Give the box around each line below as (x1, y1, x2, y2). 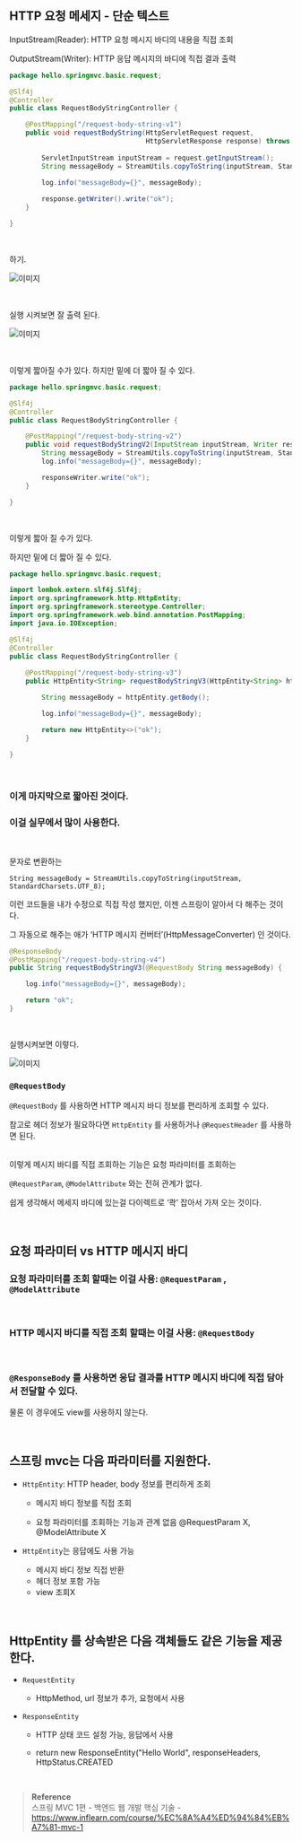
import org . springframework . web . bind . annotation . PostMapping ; (9, 611, 246, 620)
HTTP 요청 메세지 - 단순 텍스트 (9, 8, 170, 24)
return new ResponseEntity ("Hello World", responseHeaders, (35, 1748, 262, 1758)
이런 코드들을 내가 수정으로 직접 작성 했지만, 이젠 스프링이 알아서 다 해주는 (9, 898, 267, 909)
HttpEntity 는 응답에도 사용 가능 (21, 1546, 135, 1557)
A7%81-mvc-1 (30, 1822, 83, 1833)
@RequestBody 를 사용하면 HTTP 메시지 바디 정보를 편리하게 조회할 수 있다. (9, 1100, 269, 1111)
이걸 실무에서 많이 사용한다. (9, 816, 121, 829)
